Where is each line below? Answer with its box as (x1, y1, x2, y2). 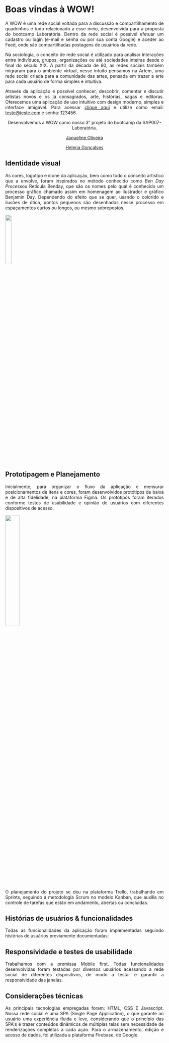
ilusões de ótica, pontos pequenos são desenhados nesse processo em (5, 199, 164, 205)
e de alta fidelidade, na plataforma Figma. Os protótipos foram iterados (5, 494, 164, 500)
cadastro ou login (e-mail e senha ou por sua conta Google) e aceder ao (5, 36, 164, 42)
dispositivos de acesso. (5, 505, 54, 511)
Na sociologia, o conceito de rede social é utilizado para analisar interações (5, 52, 164, 58)
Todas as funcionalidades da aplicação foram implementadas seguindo (5, 927, 164, 933)
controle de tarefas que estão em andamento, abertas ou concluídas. (5, 899, 148, 906)
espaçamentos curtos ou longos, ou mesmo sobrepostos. (5, 205, 125, 211)
